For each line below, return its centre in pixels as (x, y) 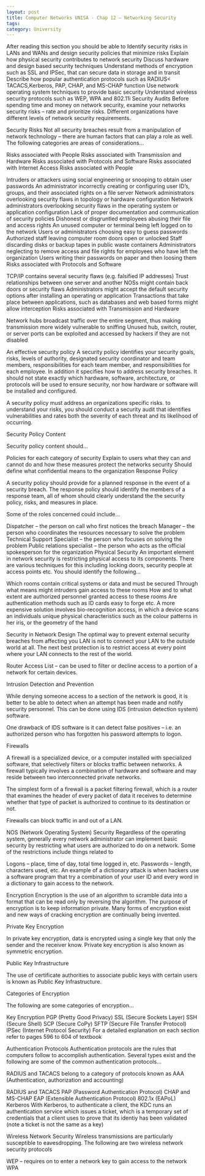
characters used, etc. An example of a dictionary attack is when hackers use (103, 870)
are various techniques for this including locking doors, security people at (99, 565)
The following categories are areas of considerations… (75, 143)
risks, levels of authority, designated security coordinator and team (91, 358)
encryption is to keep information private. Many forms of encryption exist (99, 908)
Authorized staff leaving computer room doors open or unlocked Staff (94, 238)
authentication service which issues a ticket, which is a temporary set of (97, 1112)
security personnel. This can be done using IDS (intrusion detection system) (102, 709)
